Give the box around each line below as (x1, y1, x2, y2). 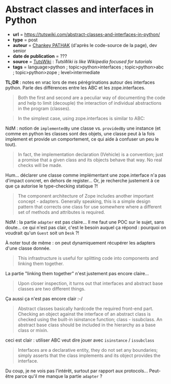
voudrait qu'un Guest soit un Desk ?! (5, 230, 80, 236)
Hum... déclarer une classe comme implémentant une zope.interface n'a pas (5, 172, 166, 178)
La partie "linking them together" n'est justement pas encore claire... (5, 270, 149, 276)
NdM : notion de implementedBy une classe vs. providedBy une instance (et (5, 125, 161, 131)
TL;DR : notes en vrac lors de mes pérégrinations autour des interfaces (5, 79, 155, 85)
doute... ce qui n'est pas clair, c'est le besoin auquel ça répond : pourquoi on (5, 224, 166, 230)
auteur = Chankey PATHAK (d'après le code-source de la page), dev (12, 42, 157, 48)
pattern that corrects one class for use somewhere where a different (17, 203, 162, 210)
